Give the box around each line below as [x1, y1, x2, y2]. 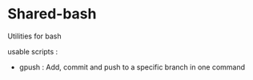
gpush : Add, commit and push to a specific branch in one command [18, 62, 246, 72]
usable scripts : [7, 46, 58, 56]
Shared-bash [7, 5, 97, 23]
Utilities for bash [7, 31, 62, 41]
